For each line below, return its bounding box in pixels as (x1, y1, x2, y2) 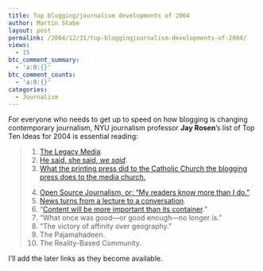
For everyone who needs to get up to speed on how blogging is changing (8, 114, 248, 124)
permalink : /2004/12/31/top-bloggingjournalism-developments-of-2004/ (8, 33, 247, 42)
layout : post (8, 26, 52, 34)
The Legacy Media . (39, 147, 103, 157)
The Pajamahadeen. (39, 230, 106, 239)
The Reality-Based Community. (39, 238, 141, 248)
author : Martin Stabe (8, 19, 80, 27)
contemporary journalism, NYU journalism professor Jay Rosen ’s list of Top (8, 123, 256, 133)
